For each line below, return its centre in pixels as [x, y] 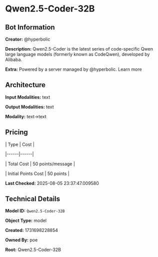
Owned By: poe [21, 240]
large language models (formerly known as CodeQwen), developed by [77, 54]
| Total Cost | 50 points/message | [40, 164]
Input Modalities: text [28, 97]
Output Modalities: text [29, 107]
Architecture [25, 85]
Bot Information [30, 27]
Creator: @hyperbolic [28, 39]
